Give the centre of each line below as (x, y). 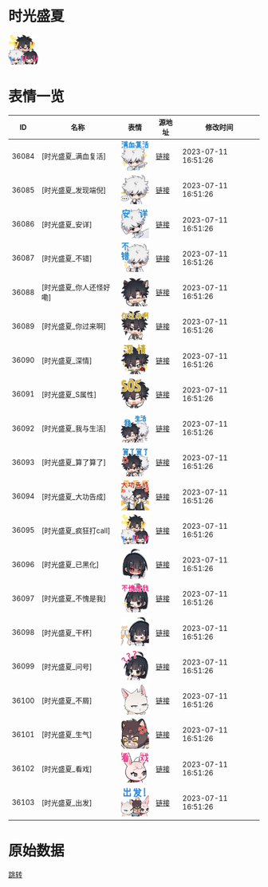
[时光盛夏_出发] (67, 802)
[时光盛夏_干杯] (67, 633)
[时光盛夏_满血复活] (73, 156)
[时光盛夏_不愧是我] (73, 598)
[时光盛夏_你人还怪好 (76, 287)
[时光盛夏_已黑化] (70, 565)
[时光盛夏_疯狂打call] (76, 530)
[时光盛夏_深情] (67, 361)
